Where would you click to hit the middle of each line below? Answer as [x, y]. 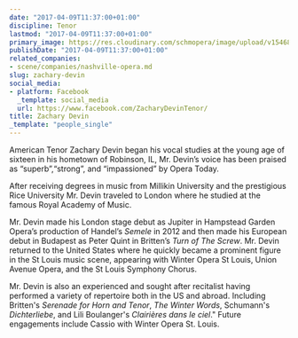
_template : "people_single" [61, 125]
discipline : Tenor [43, 26]
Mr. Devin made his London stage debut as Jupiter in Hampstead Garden [142, 222]
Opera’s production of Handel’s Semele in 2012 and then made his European [148, 231]
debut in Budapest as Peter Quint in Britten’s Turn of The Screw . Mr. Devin [144, 241]
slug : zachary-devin [47, 75]
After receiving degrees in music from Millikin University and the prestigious [148, 186]
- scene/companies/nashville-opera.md [81, 67]
